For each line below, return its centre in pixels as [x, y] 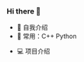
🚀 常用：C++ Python [47, 36]
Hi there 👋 [24, 11]
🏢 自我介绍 [32, 27]
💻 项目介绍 [34, 51]
